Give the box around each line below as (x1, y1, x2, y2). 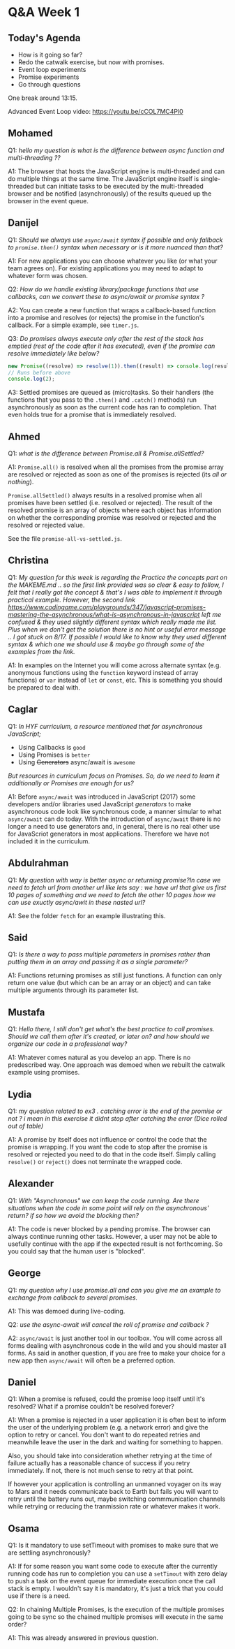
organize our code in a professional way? (8, 1040, 128, 1048)
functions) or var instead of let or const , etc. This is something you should (8, 676, 222, 684)
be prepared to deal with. (8, 683, 81, 692)
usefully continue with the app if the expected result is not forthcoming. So (8, 1240, 223, 1248)
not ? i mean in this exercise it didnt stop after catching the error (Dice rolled (8, 1114, 227, 1122)
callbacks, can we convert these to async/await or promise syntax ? (8, 292, 205, 300)
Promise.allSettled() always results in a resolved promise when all (8, 491, 202, 500)
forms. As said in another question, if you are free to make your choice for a (8, 1349, 226, 1357)
